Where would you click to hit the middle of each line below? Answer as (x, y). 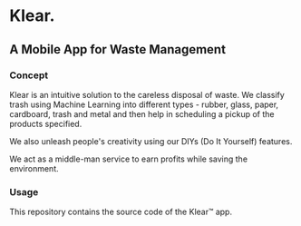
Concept (29, 75)
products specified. (46, 123)
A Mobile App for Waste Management (118, 49)
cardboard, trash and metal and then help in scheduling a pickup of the (142, 113)
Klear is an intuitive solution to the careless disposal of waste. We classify (147, 94)
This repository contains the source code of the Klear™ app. (121, 212)
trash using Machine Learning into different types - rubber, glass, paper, (144, 104)
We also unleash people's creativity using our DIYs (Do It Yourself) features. (151, 141)
